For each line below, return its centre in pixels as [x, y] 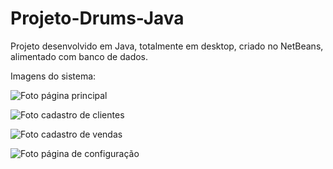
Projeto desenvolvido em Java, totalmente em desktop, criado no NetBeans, [167, 46]
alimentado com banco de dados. [79, 56]
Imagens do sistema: [53, 76]
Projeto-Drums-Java [97, 18]
